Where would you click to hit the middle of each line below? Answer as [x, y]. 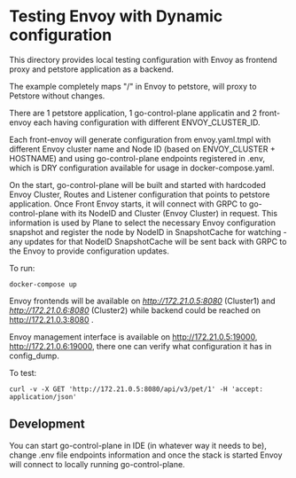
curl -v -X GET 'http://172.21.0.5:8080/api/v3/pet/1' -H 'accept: [136, 389]
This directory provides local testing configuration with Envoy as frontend [143, 59]
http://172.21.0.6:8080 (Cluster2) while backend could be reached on [135, 310]
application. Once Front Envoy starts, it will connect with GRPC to [128, 204]
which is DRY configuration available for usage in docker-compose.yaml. [142, 168]
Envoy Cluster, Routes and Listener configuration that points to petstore [140, 194]
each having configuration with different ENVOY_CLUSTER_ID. [147, 122]
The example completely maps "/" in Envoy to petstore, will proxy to [133, 86]
